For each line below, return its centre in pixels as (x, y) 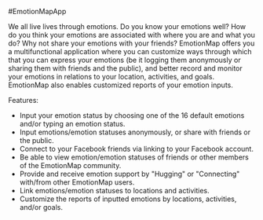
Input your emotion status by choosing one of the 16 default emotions (132, 115)
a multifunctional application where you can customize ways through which (130, 51)
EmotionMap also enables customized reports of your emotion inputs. (121, 85)
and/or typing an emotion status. (72, 124)
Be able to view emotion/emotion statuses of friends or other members (134, 157)
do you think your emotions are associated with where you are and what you (131, 35)
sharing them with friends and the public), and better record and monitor (126, 68)
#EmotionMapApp (37, 11)
